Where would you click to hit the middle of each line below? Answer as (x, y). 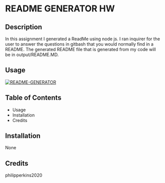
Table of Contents (33, 98)
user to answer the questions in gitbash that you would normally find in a (79, 44)
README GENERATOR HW (60, 9)
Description (24, 27)
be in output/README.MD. (32, 55)
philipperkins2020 (24, 175)
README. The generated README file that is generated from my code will (81, 49)
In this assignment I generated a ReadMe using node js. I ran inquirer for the (82, 39)
